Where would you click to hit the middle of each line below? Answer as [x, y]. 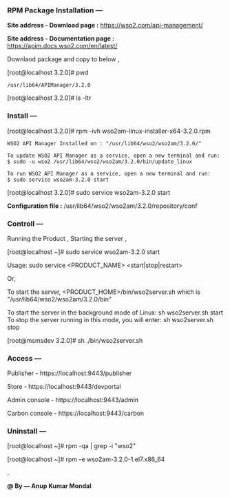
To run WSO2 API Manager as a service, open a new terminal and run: [109, 173]
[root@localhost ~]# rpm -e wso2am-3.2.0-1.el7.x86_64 [86, 459]
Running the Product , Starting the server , [67, 238]
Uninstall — [27, 431]
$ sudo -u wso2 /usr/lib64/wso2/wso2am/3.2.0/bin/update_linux [100, 161]
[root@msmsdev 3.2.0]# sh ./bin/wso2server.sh [75, 340]
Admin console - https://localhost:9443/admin [73, 400]
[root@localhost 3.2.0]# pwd [48, 73]
